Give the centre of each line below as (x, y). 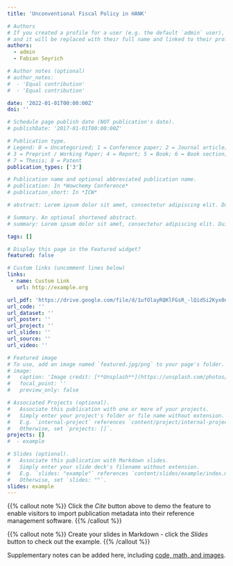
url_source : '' (29, 339)
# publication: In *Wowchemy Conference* (68, 186)
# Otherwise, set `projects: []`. (60, 428)
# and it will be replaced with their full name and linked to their (110, 39)
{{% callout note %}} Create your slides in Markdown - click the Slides (107, 534)
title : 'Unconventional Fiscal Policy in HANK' (77, 14)
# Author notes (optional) (46, 71)
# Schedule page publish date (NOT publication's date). (91, 122)
